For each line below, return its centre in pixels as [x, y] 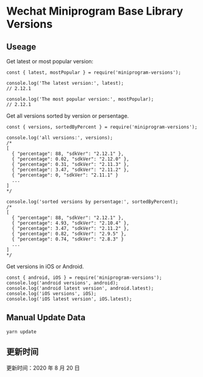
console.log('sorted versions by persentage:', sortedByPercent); [92, 202]
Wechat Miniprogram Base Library [95, 11]
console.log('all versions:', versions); [60, 138]
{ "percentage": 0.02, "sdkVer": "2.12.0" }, [71, 159]
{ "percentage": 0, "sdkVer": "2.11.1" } [65, 175]
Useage [21, 47]
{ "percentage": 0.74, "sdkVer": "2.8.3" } [68, 239]
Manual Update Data [46, 318]
